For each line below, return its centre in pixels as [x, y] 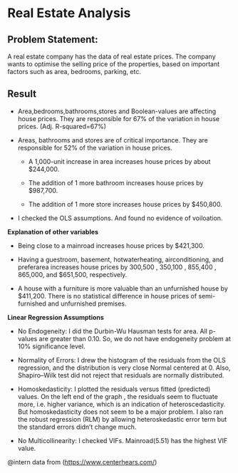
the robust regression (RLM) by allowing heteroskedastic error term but [122, 419]
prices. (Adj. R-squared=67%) [62, 126]
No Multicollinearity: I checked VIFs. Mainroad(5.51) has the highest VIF [123, 440]
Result [22, 94]
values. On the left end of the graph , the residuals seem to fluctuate [118, 396]
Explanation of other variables [53, 232]
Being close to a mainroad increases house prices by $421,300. [111, 245]
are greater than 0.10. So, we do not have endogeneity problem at [135, 338]
